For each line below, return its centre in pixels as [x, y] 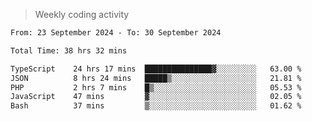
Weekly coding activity [82, 14]
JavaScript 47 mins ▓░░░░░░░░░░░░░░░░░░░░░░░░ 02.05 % [156, 97]
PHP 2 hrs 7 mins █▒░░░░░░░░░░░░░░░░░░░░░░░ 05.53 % [156, 87]
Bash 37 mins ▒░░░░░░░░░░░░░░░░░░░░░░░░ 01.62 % [156, 106]
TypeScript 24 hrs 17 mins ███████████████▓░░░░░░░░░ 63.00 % [156, 69]
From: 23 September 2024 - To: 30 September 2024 [116, 33]
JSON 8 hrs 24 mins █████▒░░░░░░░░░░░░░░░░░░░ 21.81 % [156, 78]
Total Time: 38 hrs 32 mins [69, 50]
